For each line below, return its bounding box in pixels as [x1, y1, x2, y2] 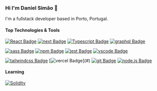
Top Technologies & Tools [5, 27, 60, 33]
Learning [5, 69, 24, 75]
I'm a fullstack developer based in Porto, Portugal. [5, 16, 108, 22]
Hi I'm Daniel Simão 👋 [5, 4, 58, 11]
